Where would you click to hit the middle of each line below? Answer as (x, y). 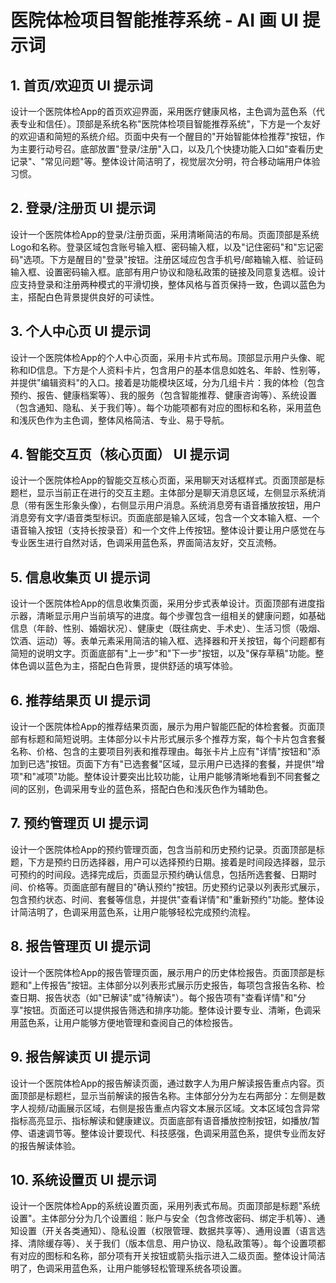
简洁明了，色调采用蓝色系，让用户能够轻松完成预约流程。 (137, 912)
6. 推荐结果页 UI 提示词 (80, 700)
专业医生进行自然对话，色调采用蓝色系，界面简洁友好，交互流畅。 (146, 543)
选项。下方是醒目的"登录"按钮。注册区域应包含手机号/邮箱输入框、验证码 (173, 259)
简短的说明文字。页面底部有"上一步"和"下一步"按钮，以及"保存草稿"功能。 (163, 653)
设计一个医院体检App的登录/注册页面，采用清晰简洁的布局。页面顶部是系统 (165, 234)
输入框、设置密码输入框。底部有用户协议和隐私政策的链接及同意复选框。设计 (168, 272)
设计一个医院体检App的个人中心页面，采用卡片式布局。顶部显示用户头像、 (163, 357)
